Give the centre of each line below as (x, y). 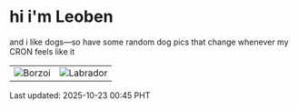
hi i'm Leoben (61, 17)
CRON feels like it (42, 51)
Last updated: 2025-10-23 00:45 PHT (80, 95)
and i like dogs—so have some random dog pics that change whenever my (149, 42)
